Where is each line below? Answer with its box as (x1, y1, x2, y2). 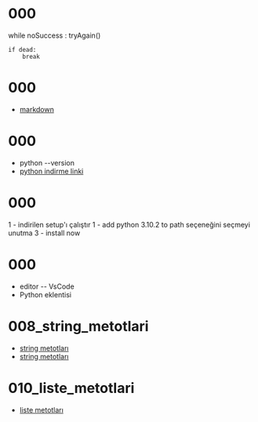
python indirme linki (19, 166, 84, 176)
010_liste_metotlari (8, 379, 135, 397)
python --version (19, 158, 74, 167)
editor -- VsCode (19, 282, 74, 291)
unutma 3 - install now (8, 228, 81, 238)
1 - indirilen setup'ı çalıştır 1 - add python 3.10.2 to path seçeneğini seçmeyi (8, 220, 251, 229)
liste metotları (19, 405, 64, 414)
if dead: (8, 45, 37, 53)
